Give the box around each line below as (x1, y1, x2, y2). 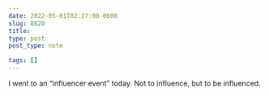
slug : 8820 (8, 19, 45, 27)
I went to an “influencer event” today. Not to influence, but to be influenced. (8, 78, 261, 88)
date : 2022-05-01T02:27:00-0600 (8, 11, 117, 20)
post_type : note (8, 42, 63, 50)
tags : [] (8, 56, 38, 65)
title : (8, 27, 31, 35)
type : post (8, 34, 45, 43)
